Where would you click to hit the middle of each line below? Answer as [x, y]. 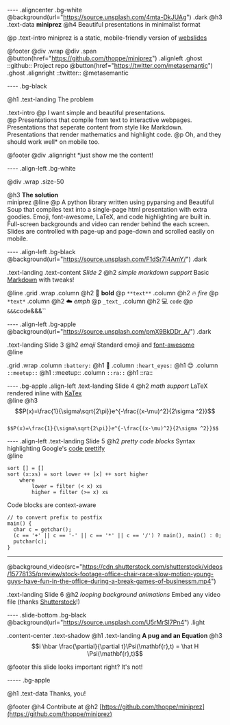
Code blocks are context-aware [52, 505]
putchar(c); [30, 541]
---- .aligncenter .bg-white [44, 10]
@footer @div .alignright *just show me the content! [80, 155]
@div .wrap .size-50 [36, 182]
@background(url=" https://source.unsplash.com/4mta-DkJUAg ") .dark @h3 [115, 17]
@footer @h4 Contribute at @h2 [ [55, 706]
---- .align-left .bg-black [41, 252]
